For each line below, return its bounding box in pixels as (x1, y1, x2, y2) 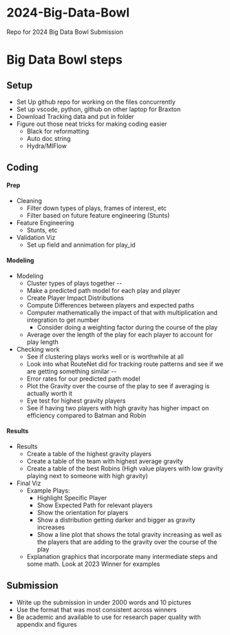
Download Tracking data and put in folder (16, 112, 135, 120)
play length (26, 337, 59, 346)
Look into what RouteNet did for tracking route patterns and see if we (26, 359, 224, 368)
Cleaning (16, 196, 43, 205)
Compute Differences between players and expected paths (26, 301, 194, 309)
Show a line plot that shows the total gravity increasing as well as (36, 530, 222, 538)
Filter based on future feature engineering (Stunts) (26, 211, 170, 219)
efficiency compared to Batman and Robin (26, 411, 147, 419)
